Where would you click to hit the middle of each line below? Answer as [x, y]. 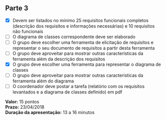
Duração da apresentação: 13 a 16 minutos [50, 112]
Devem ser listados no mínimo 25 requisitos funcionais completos [80, 20]
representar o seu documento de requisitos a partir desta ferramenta [84, 48]
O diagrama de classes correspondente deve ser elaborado [74, 37]
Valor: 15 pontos [22, 102]
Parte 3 [17, 8]
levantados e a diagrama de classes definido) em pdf [67, 92]
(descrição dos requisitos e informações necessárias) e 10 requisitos [84, 26]
